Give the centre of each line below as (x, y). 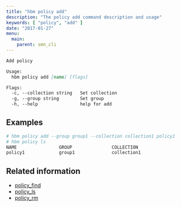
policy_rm (26, 198)
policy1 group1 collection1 (74, 153)
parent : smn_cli (37, 45)
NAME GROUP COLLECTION (72, 147)
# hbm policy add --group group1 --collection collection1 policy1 (91, 136)
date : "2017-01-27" (30, 28)
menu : (13, 34)
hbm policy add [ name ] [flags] (50, 77)
